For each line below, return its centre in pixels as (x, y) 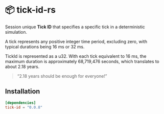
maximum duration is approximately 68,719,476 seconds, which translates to (82, 61)
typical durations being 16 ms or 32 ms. (45, 46)
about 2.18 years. (22, 67)
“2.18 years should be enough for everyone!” (62, 76)
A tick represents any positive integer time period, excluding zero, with (76, 41)
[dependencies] (21, 103)
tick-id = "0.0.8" (24, 107)
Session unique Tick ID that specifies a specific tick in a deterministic (75, 27)
